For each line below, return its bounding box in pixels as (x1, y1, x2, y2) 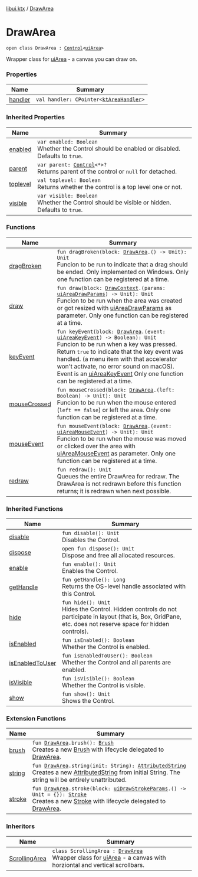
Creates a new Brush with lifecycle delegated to (32, 745, 164, 754)
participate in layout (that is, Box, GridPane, (61, 612, 181, 621)
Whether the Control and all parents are (61, 658, 171, 667)
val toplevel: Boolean (37, 177, 101, 184)
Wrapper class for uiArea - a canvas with (52, 853, 166, 862)
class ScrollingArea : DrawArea (52, 847, 143, 854)
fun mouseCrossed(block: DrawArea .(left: (57, 386, 175, 393)
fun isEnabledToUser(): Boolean (61, 653, 153, 659)
